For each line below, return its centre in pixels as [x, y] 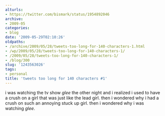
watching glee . [20, 108]
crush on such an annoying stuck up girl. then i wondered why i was [75, 103]
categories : [17, 28]
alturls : [14, 10]
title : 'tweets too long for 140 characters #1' [56, 78]
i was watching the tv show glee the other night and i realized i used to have [82, 92]
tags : [11, 70]
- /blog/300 [17, 60]
